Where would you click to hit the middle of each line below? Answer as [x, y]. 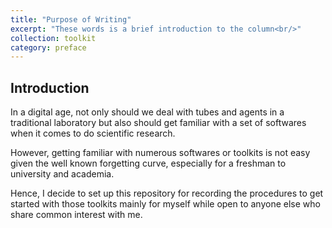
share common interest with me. [76, 215]
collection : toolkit [53, 38]
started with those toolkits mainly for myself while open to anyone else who [165, 204]
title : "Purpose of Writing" [71, 19]
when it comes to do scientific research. [93, 133]
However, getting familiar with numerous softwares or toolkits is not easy [160, 153]
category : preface [48, 47]
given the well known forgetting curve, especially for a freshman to [148, 163]
